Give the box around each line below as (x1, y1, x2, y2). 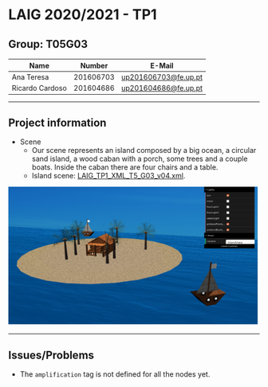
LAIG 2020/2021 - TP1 (8, 6, 157, 24)
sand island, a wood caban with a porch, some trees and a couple (31, 154, 248, 164)
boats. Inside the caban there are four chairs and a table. (31, 162, 219, 172)
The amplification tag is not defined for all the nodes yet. (19, 369, 211, 379)
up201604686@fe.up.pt (120, 84, 203, 92)
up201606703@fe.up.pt (120, 72, 203, 81)
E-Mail (150, 61, 174, 70)
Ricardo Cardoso (11, 84, 68, 92)
